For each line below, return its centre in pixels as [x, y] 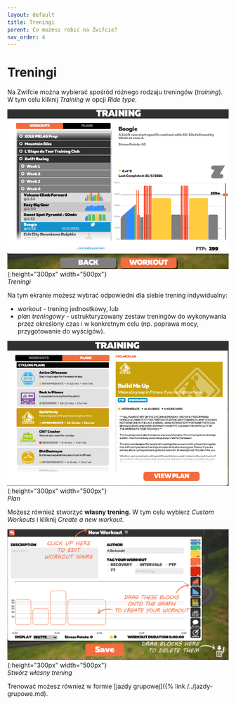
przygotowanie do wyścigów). [61, 331]
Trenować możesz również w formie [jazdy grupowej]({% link [96, 686]
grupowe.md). [28, 694]
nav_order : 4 [26, 37]
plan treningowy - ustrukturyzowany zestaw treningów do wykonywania [122, 317]
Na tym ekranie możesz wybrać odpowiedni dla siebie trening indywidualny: [118, 296]
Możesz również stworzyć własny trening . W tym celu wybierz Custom [111, 512]
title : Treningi [31, 22]
